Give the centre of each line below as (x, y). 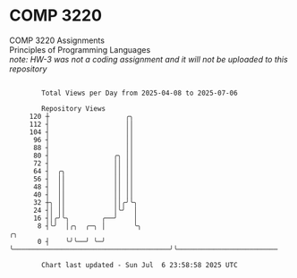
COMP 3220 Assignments (57, 40)
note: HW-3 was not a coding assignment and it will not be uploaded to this (148, 59)
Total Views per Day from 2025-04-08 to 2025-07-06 (140, 93)
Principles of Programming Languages (80, 49)
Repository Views (73, 108)
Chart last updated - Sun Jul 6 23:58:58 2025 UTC (140, 265)
